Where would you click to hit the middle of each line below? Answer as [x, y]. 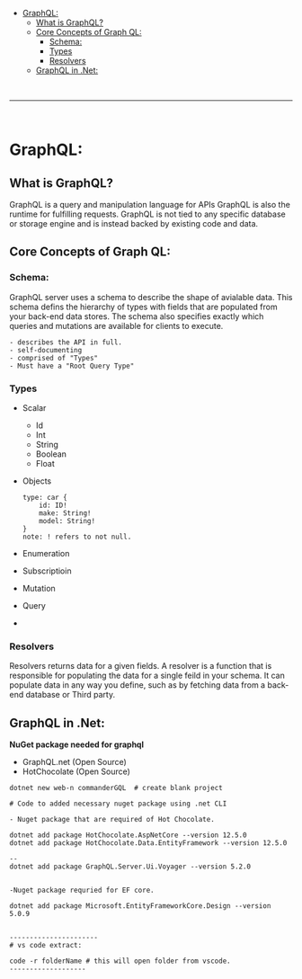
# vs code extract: [46, 946]
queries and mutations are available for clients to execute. [116, 325]
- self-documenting [46, 350]
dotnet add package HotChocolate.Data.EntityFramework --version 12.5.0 [148, 843]
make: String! [65, 513]
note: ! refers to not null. [77, 537]
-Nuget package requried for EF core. [82, 890]
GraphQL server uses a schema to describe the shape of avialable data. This [151, 297]
